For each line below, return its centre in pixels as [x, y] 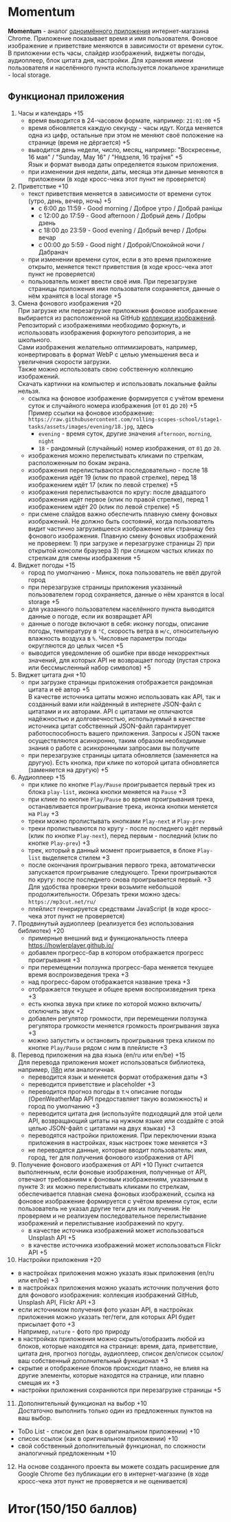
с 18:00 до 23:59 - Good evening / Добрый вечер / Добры [122, 230]
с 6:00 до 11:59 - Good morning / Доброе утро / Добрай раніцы [130, 208]
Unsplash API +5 [52, 1237]
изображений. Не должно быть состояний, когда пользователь [121, 521]
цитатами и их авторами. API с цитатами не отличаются [110, 711]
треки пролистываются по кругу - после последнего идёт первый [125, 828]
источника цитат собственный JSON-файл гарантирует [109, 726]
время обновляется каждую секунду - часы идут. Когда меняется [125, 127]
